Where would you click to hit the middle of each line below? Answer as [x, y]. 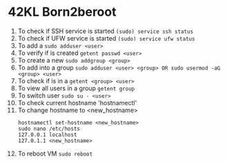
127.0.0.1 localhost [47, 135]
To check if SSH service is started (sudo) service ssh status [106, 31]
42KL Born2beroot [62, 12]
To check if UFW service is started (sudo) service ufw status [106, 38]
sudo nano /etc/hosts [49, 129]
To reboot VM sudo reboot [55, 153]
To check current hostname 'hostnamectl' [77, 102]
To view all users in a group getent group [76, 88]
